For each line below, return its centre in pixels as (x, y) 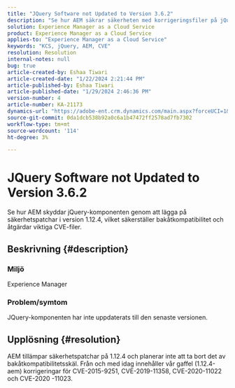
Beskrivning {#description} (68, 249)
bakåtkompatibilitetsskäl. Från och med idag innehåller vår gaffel (100, 364)
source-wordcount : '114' (43, 131)
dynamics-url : (28, 111)
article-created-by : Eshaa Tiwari (58, 72)
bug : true (22, 66)
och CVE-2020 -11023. (40, 378)
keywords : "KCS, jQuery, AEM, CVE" (59, 46)
